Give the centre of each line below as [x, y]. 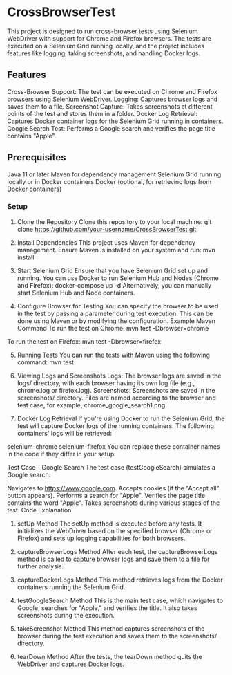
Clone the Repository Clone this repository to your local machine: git [114, 221]
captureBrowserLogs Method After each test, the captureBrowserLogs [117, 551]
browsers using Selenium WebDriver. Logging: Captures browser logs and [113, 99]
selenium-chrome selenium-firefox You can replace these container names [114, 446]
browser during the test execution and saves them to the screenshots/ [117, 636]
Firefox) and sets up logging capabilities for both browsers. [101, 538]
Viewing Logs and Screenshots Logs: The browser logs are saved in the [119, 376]
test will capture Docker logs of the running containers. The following [115, 425]
